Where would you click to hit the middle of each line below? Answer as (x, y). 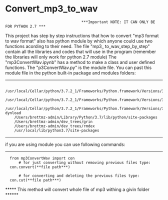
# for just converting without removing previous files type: (84, 162)
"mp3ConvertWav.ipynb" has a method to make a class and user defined (80, 62)
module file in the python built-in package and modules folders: (70, 72)
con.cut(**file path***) (35, 180)
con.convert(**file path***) (40, 167)
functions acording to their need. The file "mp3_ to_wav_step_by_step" (77, 46)
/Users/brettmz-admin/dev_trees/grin (53, 121)
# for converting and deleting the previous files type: (79, 175)
